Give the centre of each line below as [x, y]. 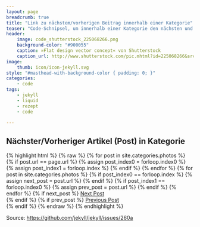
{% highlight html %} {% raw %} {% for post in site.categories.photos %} [96, 155]
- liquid [28, 100]
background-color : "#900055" [53, 45]
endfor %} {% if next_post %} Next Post [55, 194]
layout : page [22, 12]
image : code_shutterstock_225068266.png [68, 39]
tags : [13, 90]
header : [16, 34]
